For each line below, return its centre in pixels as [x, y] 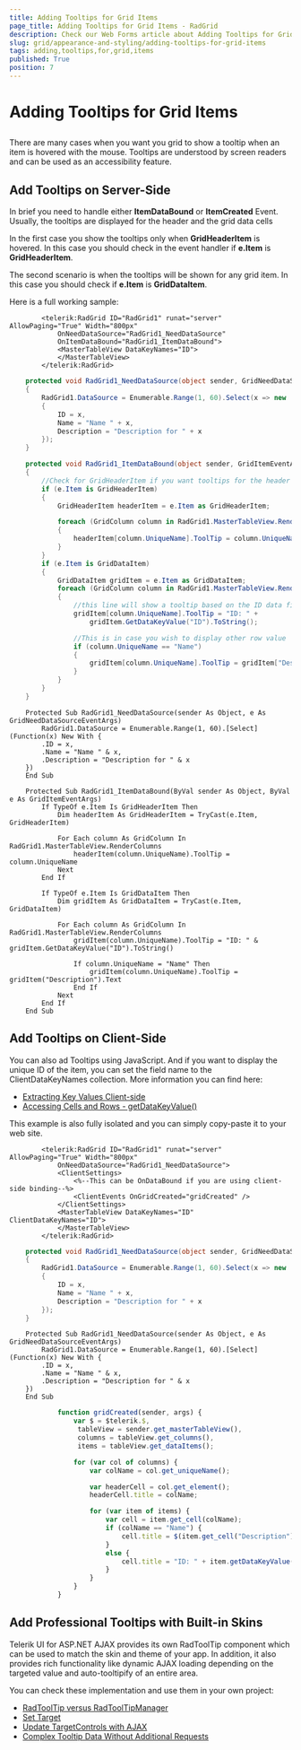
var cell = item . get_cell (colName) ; [174, 1520]
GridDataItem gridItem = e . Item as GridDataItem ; [151, 580]
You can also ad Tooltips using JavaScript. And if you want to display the [143, 1060]
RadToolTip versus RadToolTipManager [95, 1707]
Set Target [41, 1717]
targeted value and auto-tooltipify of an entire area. [104, 1673]
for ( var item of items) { [140, 1511]
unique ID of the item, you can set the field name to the [111, 1069]
